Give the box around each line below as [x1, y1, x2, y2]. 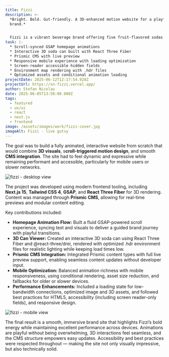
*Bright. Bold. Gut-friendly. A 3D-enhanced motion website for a [10, 17, 152, 22]
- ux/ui [10, 105, 26, 110]
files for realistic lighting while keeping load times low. [12, 246, 125, 252]
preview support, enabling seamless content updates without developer [12, 257, 161, 263]
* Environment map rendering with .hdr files [10, 68, 107, 73]
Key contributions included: [5, 209, 62, 215]
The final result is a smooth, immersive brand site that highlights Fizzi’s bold [5, 319, 162, 325]
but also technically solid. [5, 346, 58, 352]
